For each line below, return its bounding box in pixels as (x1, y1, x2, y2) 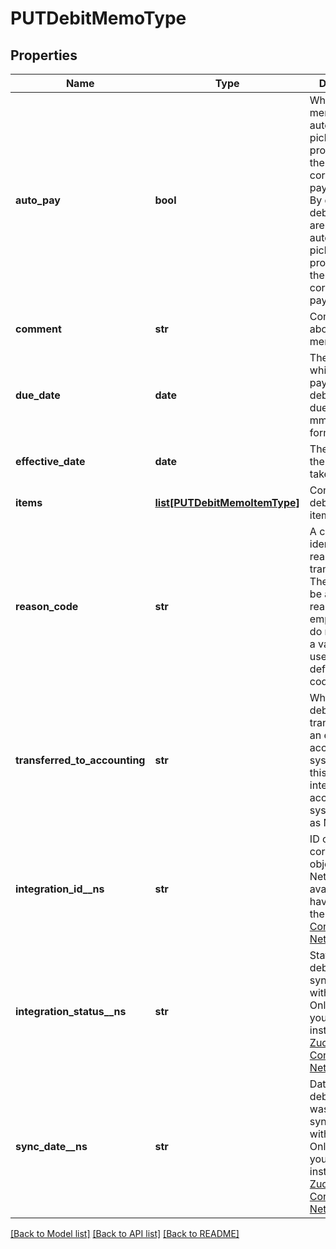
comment (15, 322, 62, 336)
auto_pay (15, 193, 61, 207)
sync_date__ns (15, 1140, 88, 1153)
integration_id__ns (15, 882, 105, 896)
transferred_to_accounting (15, 753, 146, 767)
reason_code (15, 600, 79, 613)
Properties (10, 47, 78, 64)
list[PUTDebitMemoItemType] (154, 496, 300, 509)
